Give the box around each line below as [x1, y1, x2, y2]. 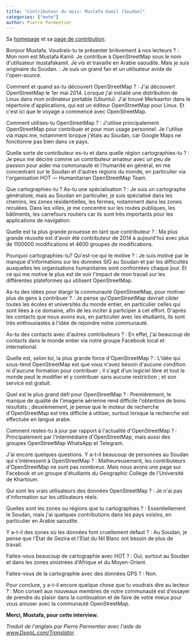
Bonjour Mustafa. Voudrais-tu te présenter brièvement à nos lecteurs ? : [6, 47, 180, 54]
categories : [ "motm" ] [6, 14, 59, 20]
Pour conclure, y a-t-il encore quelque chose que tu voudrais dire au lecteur [6, 582, 190, 589]
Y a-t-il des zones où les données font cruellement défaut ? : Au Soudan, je [6, 529, 187, 536]
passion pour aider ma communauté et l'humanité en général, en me [6, 162, 171, 169]
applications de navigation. [6, 217, 71, 224]
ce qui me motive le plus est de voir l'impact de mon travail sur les [6, 271, 166, 278]
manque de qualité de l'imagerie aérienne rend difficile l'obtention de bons [6, 397, 186, 405]
